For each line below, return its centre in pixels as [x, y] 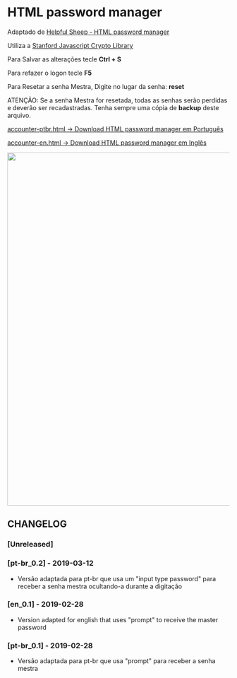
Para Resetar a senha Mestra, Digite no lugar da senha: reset [96, 86]
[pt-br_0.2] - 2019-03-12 [50, 564]
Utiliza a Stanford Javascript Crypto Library [70, 45]
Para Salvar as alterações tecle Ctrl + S [64, 59]
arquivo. [19, 115]
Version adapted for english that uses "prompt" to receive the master [118, 619]
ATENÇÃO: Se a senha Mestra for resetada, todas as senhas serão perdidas [117, 100]
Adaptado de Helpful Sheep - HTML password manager [89, 32]
